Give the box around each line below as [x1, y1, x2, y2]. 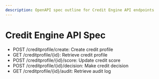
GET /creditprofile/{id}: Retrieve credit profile [12, 51, 108, 58]
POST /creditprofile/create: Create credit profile [12, 46, 113, 52]
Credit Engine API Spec [5, 29, 106, 41]
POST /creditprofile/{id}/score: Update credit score [12, 57, 121, 63]
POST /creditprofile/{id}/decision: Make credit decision [12, 62, 129, 69]
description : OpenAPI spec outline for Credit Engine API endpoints [5, 7, 154, 13]
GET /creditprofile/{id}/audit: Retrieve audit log [12, 68, 111, 74]
